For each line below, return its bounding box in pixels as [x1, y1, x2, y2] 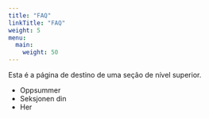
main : [15, 41, 34, 49]
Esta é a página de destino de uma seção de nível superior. [8, 70, 202, 79]
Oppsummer [19, 86, 61, 95]
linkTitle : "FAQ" [8, 19, 66, 27]
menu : [8, 33, 26, 42]
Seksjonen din [19, 94, 67, 103]
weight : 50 [22, 48, 59, 56]
